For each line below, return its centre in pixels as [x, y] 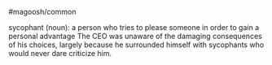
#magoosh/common [42, 12]
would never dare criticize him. [60, 53]
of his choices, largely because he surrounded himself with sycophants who [136, 45]
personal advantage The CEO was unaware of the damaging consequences [135, 36]
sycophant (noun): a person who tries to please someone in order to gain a [134, 27]
